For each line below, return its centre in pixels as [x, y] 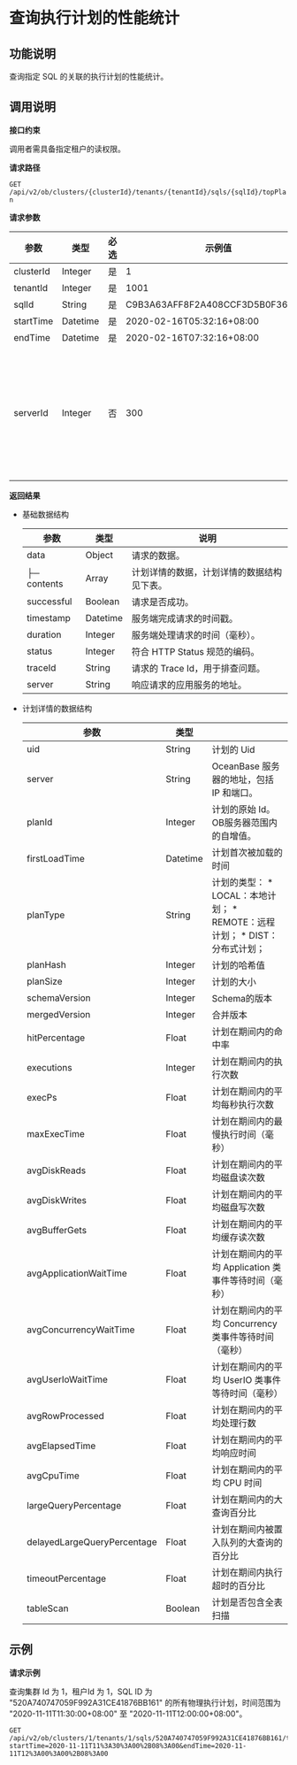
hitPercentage [56, 1038]
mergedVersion [58, 1014]
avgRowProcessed [65, 1416]
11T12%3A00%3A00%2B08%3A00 [59, 1753]
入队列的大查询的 [247, 1542]
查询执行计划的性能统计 [95, 18]
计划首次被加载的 [247, 852]
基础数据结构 [45, 514]
